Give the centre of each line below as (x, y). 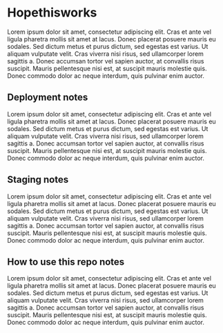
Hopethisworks (52, 13)
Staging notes (38, 180)
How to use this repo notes (66, 262)
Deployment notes (48, 98)
